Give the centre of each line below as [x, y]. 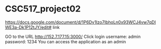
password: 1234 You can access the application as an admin [66, 41]
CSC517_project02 [43, 9]
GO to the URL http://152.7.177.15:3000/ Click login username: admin [73, 37]
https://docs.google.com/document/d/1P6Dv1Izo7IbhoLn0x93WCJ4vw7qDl [80, 22]
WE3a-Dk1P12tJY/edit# [28, 27]
